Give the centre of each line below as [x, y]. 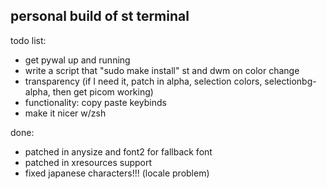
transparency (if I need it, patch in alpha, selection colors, [143, 81]
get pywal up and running [77, 60]
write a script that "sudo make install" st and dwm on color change [162, 70]
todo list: [28, 40]
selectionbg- [290, 81]
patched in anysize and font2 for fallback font [118, 151]
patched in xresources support [88, 162]
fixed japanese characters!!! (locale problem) [117, 173]
